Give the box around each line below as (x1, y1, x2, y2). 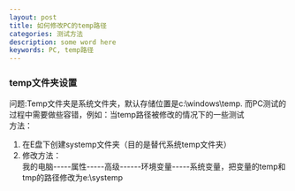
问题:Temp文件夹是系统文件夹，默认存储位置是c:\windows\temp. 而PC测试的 (9, 98, 287, 109)
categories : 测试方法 (9, 29, 84, 38)
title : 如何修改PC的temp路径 (9, 21, 108, 30)
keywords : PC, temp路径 (9, 46, 95, 55)
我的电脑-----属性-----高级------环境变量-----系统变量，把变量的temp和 (21, 161, 286, 172)
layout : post (9, 12, 57, 22)
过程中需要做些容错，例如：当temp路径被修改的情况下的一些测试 (9, 110, 245, 120)
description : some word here (9, 37, 117, 47)
